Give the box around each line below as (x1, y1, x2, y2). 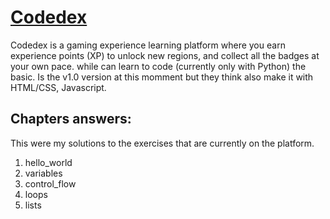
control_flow (24, 177, 77, 190)
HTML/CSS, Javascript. (10, 81, 107, 93)
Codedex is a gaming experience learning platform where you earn (10, 39, 286, 51)
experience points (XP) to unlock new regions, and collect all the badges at (10, 49, 320, 61)
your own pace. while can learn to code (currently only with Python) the (10, 60, 307, 72)
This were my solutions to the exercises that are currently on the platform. (10, 137, 315, 149)
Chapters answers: (10, 111, 132, 128)
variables (24, 167, 63, 179)
